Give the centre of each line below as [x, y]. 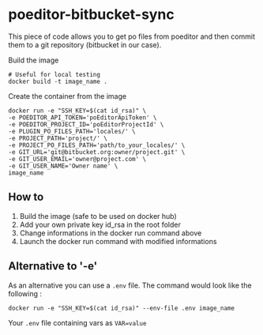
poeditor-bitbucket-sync [92, 15]
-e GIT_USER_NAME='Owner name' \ [63, 166]
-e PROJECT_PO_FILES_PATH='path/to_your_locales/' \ [97, 145]
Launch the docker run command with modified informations [118, 241]
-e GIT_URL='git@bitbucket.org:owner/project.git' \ [97, 152]
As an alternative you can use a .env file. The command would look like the [130, 285]
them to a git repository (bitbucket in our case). [85, 44]
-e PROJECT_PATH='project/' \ [58, 138]
